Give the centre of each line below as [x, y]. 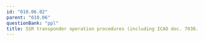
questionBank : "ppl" [33, 23]
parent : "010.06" [28, 17]
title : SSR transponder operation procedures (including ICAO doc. [94, 29]
